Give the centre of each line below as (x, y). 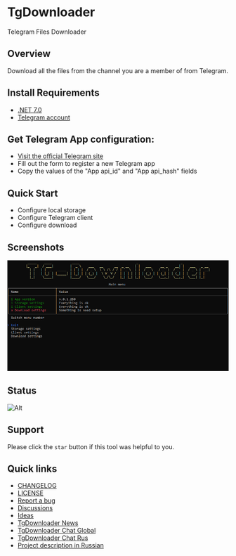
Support (26, 430)
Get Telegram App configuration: (81, 139)
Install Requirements (53, 93)
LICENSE (31, 493)
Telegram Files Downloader (47, 32)
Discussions (35, 508)
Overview (29, 54)
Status (22, 391)
